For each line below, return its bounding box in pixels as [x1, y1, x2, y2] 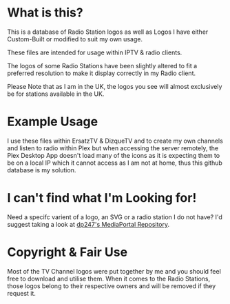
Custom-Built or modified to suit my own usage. [7, 34, 143, 43]
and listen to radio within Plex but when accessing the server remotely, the [7, 143, 219, 152]
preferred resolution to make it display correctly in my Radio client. [7, 69, 196, 77]
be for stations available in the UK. [7, 90, 105, 98]
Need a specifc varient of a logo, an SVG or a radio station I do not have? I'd [7, 212, 222, 221]
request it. [7, 289, 36, 297]
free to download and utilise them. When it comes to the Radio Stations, [7, 274, 211, 283]
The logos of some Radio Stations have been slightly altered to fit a [7, 61, 198, 70]
